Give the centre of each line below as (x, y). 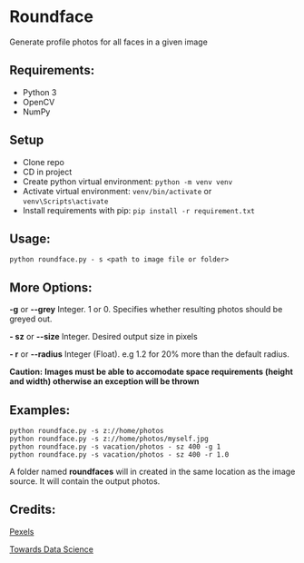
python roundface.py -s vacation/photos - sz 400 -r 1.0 (119, 455)
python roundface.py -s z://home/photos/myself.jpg (109, 439)
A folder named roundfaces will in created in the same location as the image (152, 471)
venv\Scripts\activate (65, 202)
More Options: (51, 287)
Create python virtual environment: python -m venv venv (127, 181)
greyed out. (31, 319)
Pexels (22, 531)
